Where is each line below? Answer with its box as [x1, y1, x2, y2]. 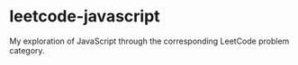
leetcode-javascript [9, 6, 160, 27]
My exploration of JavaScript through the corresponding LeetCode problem [9, 36, 290, 46]
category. [9, 45, 45, 55]
